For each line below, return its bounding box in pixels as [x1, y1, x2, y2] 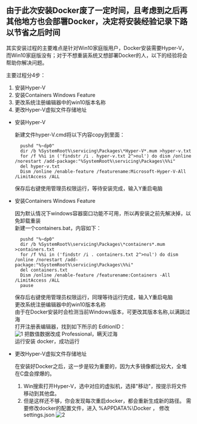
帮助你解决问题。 [6, 59, 48, 66]
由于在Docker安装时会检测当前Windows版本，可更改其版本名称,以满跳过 [14, 308, 191, 315]
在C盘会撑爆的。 [14, 370, 55, 377]
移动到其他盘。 [23, 390, 60, 397]
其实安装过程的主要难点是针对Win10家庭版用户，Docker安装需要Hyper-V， [6, 44, 187, 51]
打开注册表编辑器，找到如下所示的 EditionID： [14, 323, 126, 330]
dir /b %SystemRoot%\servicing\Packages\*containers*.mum [20, 241, 165, 247]
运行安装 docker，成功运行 [14, 338, 80, 345]
